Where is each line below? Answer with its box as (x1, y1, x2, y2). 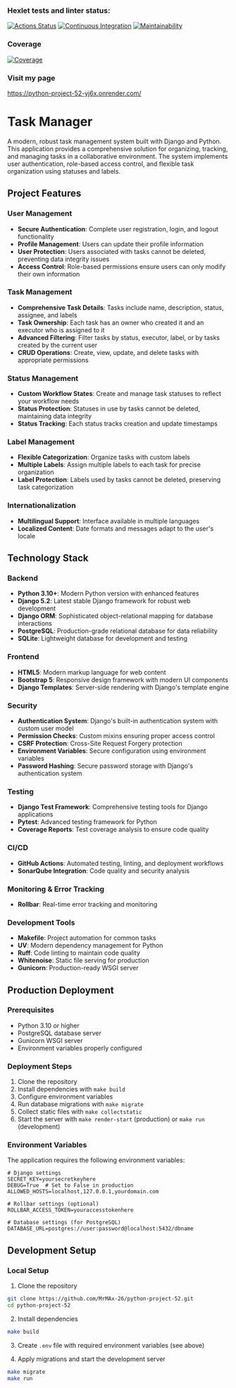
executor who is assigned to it (17, 325, 105, 334)
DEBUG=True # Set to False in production (7, 1182, 134, 1189)
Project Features (7, 188, 82, 200)
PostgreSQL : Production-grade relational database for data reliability (17, 627, 218, 635)
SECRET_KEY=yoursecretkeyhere (7, 1176, 97, 1183)
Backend (7, 574, 39, 584)
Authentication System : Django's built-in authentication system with (17, 716, 218, 725)
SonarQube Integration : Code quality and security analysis (17, 867, 190, 875)
